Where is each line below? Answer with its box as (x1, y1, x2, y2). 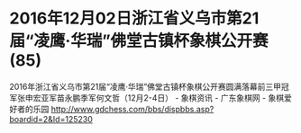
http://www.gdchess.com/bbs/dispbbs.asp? (50, 103, 214, 114)
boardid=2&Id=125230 (9, 113, 93, 124)
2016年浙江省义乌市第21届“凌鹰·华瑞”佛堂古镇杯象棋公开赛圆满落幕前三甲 (9, 81, 282, 92)
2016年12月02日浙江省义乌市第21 (9, 8, 260, 29)
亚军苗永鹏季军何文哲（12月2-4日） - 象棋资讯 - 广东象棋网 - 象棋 (40, 92, 285, 103)
